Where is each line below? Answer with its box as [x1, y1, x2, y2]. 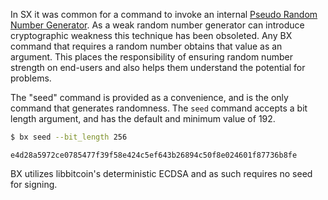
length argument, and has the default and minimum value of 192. [10, 113, 276, 124]
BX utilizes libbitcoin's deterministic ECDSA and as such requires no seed [10, 167, 313, 179]
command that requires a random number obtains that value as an [10, 40, 283, 52]
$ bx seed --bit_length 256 [10, 132, 128, 142]
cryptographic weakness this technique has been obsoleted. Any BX [10, 30, 293, 41]
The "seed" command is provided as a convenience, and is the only [10, 92, 289, 103]
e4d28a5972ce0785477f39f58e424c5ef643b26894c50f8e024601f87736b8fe [10, 150, 298, 160]
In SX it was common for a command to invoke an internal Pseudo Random [10, 9, 318, 20]
